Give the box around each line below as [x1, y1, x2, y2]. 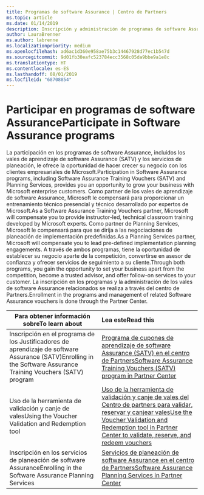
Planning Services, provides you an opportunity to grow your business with [6, 181, 194, 189]
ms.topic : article [6, 15, 53, 21]
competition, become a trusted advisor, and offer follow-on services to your [6, 272, 196, 279]
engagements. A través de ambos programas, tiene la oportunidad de [6, 246, 180, 253]
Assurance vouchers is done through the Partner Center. [6, 297, 148, 305]
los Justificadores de [9, 337, 69, 346]
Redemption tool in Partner [101, 423, 178, 432]
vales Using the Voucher [9, 412, 78, 420]
